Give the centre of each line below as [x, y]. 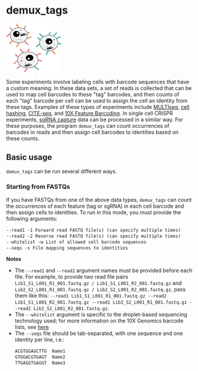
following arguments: [32, 218]
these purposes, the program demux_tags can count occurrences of [88, 126]
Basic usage [29, 157]
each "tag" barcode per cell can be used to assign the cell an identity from [97, 101]
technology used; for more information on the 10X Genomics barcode [99, 321]
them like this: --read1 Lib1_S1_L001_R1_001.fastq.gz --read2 [90, 295]
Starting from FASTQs [38, 187]
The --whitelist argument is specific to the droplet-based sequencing [101, 314]
